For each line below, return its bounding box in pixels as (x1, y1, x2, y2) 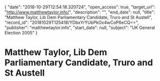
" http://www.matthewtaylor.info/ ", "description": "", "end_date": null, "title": (4, 9, 155, 15)
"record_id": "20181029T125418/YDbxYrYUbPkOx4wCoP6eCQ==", (4, 19, 139, 25)
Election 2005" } (4, 30, 38, 35)
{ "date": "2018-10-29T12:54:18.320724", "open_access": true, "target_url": (4, 4, 156, 10)
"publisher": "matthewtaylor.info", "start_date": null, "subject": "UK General (4, 25, 155, 31)
